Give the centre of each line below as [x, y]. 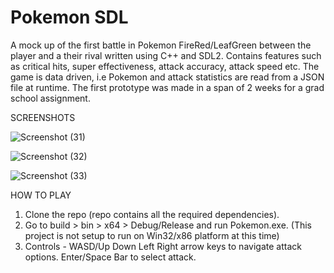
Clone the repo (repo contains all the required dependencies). [152, 214]
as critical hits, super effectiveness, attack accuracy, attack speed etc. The [165, 66]
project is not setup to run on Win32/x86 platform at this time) [152, 235]
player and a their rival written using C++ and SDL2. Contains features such [166, 55]
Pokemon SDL [69, 17]
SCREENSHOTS [43, 117]
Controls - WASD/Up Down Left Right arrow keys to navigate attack [163, 246]
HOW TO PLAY [41, 195]
